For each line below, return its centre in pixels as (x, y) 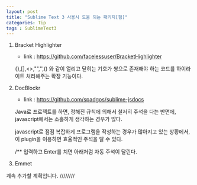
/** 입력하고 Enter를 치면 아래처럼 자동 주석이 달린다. (76, 152)
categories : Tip (26, 23)
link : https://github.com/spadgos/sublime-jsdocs (84, 100)
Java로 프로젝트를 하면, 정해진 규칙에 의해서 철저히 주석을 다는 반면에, (95, 112)
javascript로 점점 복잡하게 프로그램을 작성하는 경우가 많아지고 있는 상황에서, (102, 132)
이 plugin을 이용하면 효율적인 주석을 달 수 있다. (69, 139)
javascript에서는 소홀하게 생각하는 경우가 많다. (68, 119)
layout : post (22, 12)
